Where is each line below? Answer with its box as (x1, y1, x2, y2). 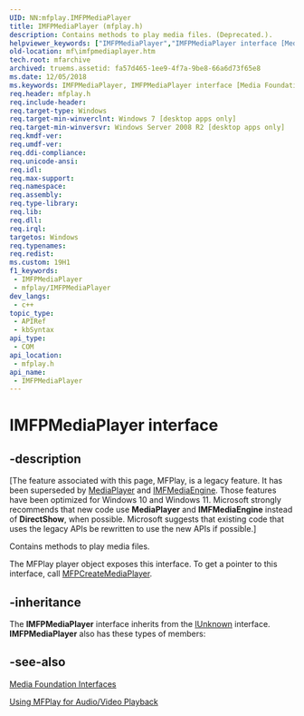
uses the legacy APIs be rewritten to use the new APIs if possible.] (9, 524, 257, 535)
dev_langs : (9, 291, 51, 300)
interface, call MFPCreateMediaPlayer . (9, 568, 153, 579)
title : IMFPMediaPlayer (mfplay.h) (9, 22, 144, 31)
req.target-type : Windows (9, 106, 107, 115)
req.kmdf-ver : (9, 132, 63, 141)
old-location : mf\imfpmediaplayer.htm (9, 47, 156, 56)
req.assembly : (9, 191, 63, 200)
